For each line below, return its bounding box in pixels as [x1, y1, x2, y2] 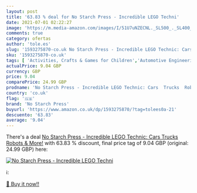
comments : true [6, 30, 43, 36]
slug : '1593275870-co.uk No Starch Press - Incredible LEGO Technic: [6, 47, 180, 53]
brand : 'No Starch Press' [6, 101, 69, 107]
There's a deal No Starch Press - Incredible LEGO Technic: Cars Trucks [6, 133, 178, 140]
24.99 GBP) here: [6, 146, 48, 153]
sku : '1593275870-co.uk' [6, 52, 67, 58]
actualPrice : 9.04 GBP [6, 63, 62, 69]
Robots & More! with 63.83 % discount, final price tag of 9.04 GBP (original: [6, 140, 189, 147]
